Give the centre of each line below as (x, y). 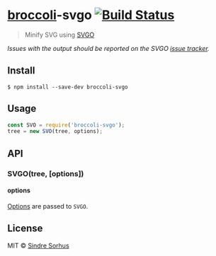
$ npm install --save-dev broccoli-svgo (68, 87)
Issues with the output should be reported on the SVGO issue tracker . (109, 48)
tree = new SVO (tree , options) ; (55, 132)
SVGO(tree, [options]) (46, 173)
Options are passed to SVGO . (48, 206)
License (25, 229)
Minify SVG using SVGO (59, 35)
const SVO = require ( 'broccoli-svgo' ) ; (66, 125)
